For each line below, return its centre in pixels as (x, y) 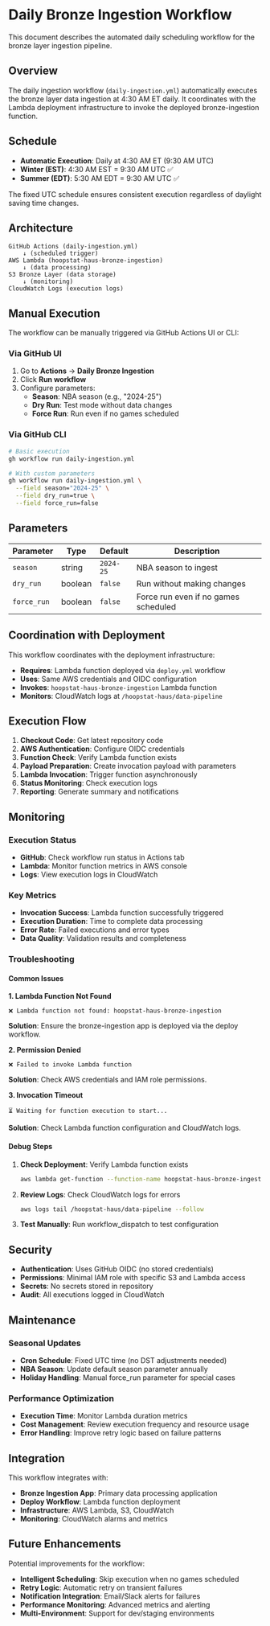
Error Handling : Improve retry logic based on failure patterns (121, 1433)
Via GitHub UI (35, 354)
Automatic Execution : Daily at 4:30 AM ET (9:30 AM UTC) (117, 160)
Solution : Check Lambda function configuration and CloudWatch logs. (125, 1128)
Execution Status (42, 840)
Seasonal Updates (45, 1343)
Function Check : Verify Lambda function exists (98, 758)
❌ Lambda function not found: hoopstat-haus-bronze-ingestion (115, 1011)
